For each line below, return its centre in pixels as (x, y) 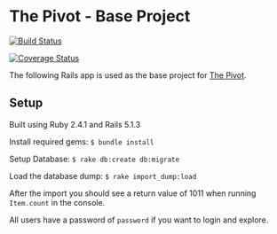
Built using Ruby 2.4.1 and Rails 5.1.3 (75, 124)
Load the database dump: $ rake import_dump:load (103, 175)
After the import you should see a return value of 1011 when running (133, 193)
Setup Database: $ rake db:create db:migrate (95, 159)
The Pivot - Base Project (100, 16)
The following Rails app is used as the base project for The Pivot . (128, 75)
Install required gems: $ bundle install (82, 141)
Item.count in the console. (57, 202)
